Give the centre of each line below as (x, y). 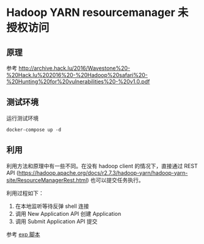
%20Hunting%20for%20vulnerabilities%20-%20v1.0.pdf (78, 81)
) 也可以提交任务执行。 (116, 180)
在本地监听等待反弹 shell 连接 (52, 206)
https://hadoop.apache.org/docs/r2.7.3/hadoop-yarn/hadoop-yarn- (103, 172)
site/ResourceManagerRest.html (47, 180)
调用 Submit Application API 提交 (56, 221)
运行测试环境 (22, 118)
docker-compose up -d (34, 130)
